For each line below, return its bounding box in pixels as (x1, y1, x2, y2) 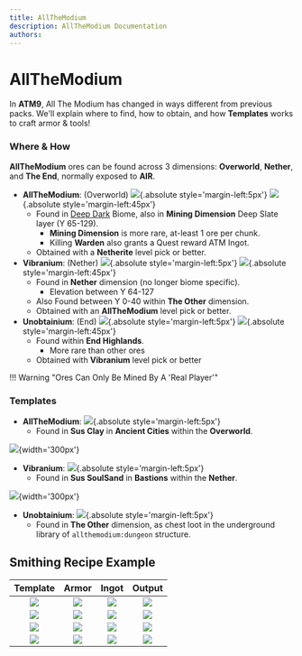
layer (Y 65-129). (35, 217, 99, 228)
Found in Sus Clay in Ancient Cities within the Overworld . (35, 425, 253, 436)
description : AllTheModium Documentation (9, 22, 168, 31)
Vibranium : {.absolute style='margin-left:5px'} (22, 462, 205, 474)
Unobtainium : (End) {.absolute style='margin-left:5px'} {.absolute (22, 316, 285, 327)
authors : (9, 30, 42, 39)
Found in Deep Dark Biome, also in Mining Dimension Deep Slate (35, 208, 279, 219)
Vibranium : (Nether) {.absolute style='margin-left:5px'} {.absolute (22, 257, 287, 268)
